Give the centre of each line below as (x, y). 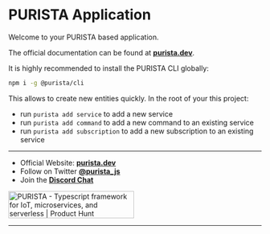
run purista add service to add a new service (96, 113)
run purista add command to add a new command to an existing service (137, 122)
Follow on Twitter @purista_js (70, 171)
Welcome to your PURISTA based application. (84, 37)
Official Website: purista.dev (68, 162)
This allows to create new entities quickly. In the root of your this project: (129, 98)
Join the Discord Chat (57, 179)
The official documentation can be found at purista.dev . (102, 52)
